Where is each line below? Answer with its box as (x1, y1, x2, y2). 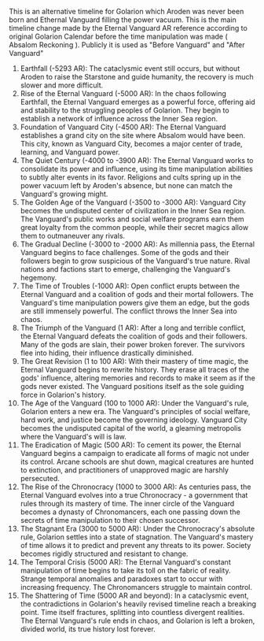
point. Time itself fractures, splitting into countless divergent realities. (20, 608, 245, 617)
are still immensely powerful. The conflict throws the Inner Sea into (20, 306, 238, 316)
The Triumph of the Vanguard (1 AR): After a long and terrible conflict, (20, 323, 246, 332)
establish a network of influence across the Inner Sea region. (20, 114, 218, 123)
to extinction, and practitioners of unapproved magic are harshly (20, 465, 229, 475)
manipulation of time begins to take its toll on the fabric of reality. (20, 566, 231, 575)
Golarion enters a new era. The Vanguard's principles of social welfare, (20, 407, 251, 416)
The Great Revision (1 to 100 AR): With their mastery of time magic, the (20, 357, 249, 365)
